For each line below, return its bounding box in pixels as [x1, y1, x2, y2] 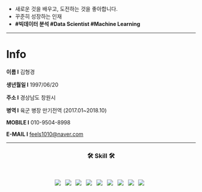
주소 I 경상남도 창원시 [6, 94, 56, 101]
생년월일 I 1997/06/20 [6, 81, 59, 88]
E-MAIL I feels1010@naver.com [6, 130, 84, 138]
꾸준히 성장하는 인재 [14, 13, 62, 20]
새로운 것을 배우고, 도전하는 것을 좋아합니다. [14, 5, 118, 12]
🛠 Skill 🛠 [87, 152, 115, 160]
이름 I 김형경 [6, 68, 35, 75]
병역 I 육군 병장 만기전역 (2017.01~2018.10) [6, 106, 107, 114]
